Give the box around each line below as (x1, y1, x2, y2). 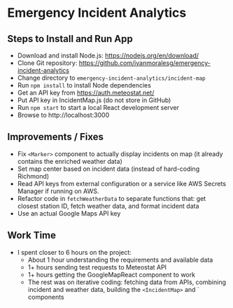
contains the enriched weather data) (17, 157, 122, 165)
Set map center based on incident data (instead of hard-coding (17, 164, 200, 173)
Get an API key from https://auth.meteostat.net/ (17, 89, 155, 97)
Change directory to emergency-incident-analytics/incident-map (17, 73, 206, 82)
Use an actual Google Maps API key (17, 209, 121, 218)
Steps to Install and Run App (7, 33, 133, 45)
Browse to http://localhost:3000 (17, 111, 110, 119)
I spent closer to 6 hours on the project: (17, 248, 132, 256)
